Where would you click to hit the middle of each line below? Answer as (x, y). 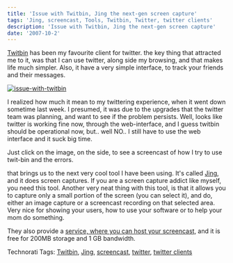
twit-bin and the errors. (40, 160)
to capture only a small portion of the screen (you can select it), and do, (110, 196)
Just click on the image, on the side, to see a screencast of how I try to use (115, 152)
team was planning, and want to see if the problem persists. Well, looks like (115, 117)
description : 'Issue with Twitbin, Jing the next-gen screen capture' (112, 26)
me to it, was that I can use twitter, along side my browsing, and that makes (115, 61)
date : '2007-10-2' (34, 33)
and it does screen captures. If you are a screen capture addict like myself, (114, 181)
